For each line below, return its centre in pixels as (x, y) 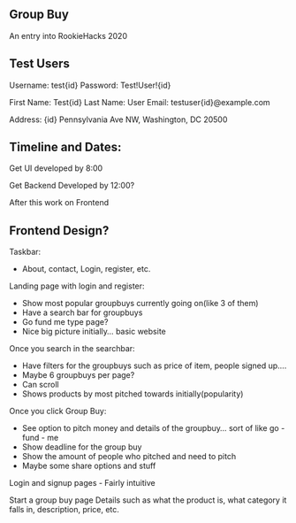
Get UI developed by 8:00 (56, 168)
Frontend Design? (59, 231)
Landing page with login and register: (77, 286)
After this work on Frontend (59, 203)
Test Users (40, 64)
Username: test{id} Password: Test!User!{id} (90, 85)
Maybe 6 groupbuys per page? (78, 375)
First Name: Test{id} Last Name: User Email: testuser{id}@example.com (140, 102)
